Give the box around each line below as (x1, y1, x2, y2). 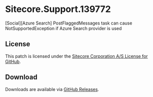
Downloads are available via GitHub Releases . (5, 86, 99, 92)
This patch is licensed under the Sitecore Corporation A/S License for (5, 53, 148, 59)
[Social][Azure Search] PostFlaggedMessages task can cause (5, 20, 133, 26)
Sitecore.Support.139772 (5, 3, 111, 15)
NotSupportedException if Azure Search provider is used (5, 25, 122, 31)
